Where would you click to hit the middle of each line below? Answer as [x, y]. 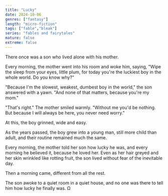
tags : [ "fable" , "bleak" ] [31, 29]
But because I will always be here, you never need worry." [65, 113]
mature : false [20, 38]
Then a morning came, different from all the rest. [55, 173]
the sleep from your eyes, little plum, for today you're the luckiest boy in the [83, 72]
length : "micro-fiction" [31, 24]
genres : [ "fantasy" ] [27, 19]
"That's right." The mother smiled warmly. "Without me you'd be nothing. [80, 107]
